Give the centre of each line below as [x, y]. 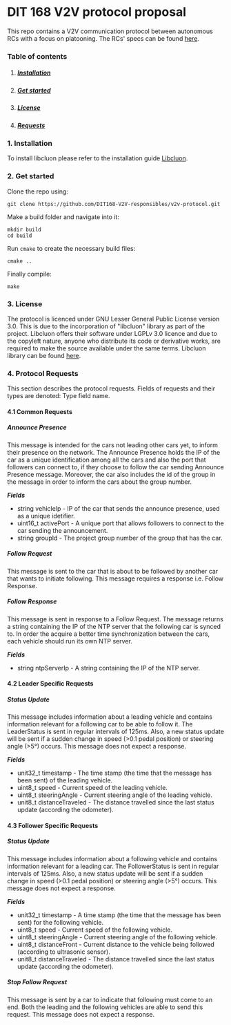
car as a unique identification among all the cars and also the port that [107, 460]
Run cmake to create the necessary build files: [71, 248]
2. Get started [31, 176]
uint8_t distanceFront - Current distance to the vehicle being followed [116, 944]
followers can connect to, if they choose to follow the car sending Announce [115, 467]
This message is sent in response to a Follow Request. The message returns [115, 619]
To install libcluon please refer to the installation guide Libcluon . [98, 158]
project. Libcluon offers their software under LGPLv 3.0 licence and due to [112, 333]
